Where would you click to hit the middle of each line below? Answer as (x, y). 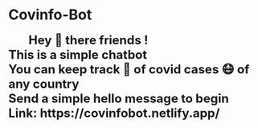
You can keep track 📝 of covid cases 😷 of (129, 69)
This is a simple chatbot (78, 54)
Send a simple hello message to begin (119, 98)
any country (44, 84)
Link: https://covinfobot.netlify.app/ (114, 113)
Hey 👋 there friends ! (88, 40)
